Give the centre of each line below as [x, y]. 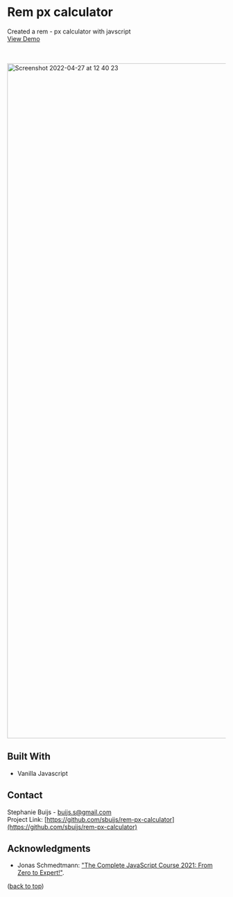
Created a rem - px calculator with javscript [69, 31]
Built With [29, 757]
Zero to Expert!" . [41, 873]
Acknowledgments [49, 849]
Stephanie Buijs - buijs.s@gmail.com [60, 812]
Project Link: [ [27, 819]
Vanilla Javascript [42, 773]
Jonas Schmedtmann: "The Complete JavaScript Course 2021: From [115, 865]
